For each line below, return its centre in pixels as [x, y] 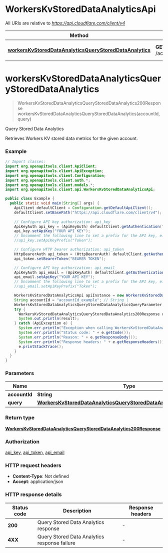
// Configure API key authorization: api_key [62, 222]
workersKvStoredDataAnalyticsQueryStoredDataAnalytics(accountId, [88, 113]
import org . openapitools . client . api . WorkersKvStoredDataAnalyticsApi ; [80, 189]
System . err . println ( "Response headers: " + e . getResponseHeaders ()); [92, 342]
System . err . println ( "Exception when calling [65, 328]
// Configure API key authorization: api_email [64, 268]
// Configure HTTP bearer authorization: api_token [69, 249]
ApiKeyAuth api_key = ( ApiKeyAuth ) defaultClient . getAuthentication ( [88, 226]
